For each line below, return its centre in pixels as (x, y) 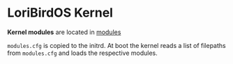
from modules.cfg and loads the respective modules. (83, 53)
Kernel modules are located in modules (64, 32)
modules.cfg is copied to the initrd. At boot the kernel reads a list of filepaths (116, 45)
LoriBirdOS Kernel (60, 13)
